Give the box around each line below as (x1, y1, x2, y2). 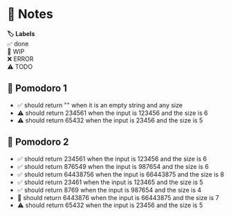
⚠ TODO (7, 62, 33, 71)
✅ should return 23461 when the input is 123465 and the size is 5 (17, 178, 203, 186)
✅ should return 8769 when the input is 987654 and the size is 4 (17, 186, 202, 194)
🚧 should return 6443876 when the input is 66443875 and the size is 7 (17, 193, 219, 201)
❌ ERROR (7, 55, 34, 63)
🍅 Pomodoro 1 (7, 82, 68, 94)
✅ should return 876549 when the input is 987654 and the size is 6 (17, 162, 209, 170)
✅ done (7, 39, 29, 48)
